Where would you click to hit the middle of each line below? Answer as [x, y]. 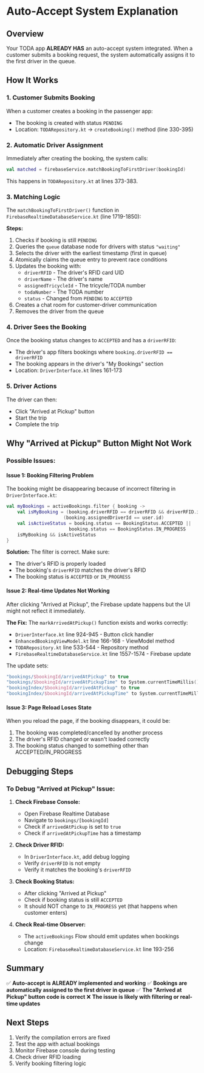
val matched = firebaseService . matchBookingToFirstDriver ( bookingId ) [96, 169]
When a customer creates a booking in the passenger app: [80, 111]
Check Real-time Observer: [50, 924]
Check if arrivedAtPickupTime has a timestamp [83, 833]
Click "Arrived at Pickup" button [55, 411]
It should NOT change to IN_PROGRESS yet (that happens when [101, 906]
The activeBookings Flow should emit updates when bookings [101, 936]
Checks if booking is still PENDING [56, 240]
